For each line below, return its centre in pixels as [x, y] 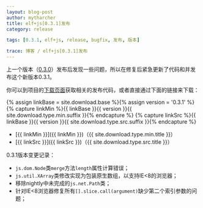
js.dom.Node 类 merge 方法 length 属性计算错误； [72, 168]
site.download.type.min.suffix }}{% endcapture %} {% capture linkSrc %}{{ [101, 115]
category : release [30, 29]
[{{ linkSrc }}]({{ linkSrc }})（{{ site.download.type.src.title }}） [94, 142]
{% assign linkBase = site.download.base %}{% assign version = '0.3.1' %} [101, 102]
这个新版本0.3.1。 [33, 77]
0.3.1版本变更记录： [31, 155]
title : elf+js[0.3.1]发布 [38, 23]
